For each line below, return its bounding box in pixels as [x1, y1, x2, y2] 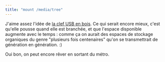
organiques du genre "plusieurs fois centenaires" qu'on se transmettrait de [5, 36, 158, 42]
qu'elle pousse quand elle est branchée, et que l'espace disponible [5, 26, 142, 32]
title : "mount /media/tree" [5, 7, 63, 12]
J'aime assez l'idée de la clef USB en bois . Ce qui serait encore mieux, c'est [5, 21, 160, 27]
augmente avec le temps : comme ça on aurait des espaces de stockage [5, 31, 154, 37]
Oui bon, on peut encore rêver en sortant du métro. [5, 51, 110, 57]
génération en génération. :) [5, 41, 62, 47]
